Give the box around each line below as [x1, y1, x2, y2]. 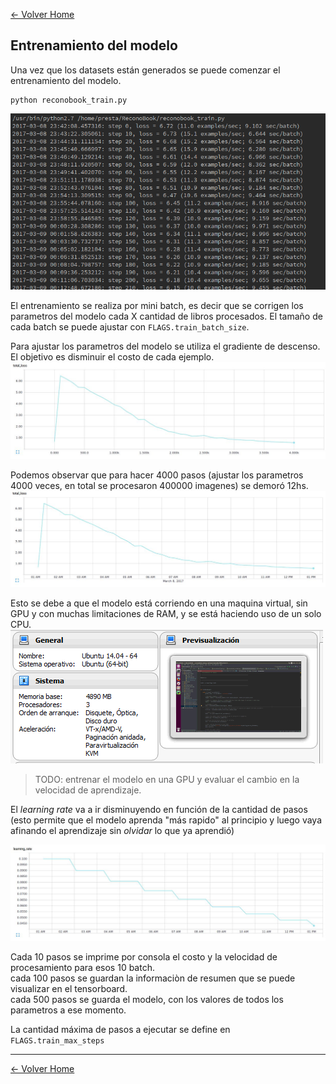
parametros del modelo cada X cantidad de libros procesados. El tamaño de [10, 310, 323, 322]
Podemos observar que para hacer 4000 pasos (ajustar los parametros [10, 469, 304, 481]
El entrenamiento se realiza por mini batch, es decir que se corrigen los [10, 299, 304, 311]
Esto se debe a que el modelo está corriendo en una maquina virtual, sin [10, 597, 308, 609]
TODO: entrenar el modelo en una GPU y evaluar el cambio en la [34, 773, 300, 785]
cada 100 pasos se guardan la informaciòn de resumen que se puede [10, 972, 296, 984]
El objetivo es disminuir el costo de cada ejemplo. [10, 350, 215, 363]
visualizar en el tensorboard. [10, 983, 128, 995]
